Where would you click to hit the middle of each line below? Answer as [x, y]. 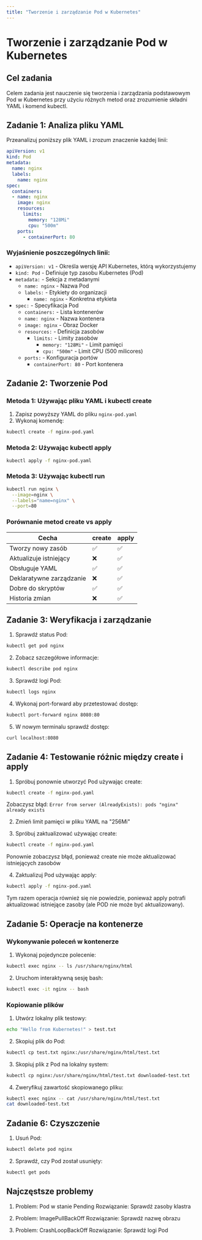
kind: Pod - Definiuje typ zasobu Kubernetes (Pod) [79, 273]
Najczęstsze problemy [50, 1192]
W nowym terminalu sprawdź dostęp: [62, 726]
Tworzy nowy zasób [38, 548]
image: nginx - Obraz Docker [61, 325]
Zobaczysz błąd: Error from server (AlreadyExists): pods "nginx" [92, 804]
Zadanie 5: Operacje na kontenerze [75, 924]
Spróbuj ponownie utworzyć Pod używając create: [79, 782]
